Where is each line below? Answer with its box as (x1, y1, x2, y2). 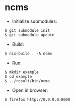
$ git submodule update (5, 32, 55, 37)
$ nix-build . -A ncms (5, 51, 52, 56)
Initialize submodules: (12, 18, 57, 24)
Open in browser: (12, 87, 48, 93)
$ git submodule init (5, 28, 50, 33)
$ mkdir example (5, 70, 39, 75)
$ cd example (5, 74, 32, 79)
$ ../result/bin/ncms (5, 78, 50, 83)
